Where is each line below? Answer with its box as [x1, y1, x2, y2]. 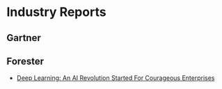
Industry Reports [6, 4, 106, 20]
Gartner [6, 32, 41, 44]
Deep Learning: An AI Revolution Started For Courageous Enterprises [16, 74, 215, 82]
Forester [6, 55, 45, 67]
